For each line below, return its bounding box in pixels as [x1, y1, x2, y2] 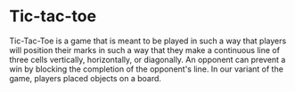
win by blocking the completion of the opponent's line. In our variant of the [9, 64, 283, 74]
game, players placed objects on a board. [9, 73, 162, 83]
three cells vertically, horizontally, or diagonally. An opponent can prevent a [9, 54, 286, 65]
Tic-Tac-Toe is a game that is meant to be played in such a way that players [9, 35, 287, 46]
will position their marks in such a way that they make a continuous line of [9, 44, 281, 55]
